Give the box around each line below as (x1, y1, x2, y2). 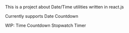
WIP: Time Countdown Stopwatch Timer (5, 22, 86, 28)
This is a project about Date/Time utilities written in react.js (5, 4, 124, 10)
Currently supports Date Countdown (5, 13, 78, 19)
